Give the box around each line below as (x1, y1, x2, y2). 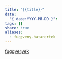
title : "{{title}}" (5, 7, 45, 12)
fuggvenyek (5, 48, 29, 54)
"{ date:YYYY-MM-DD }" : (9, 16, 58, 21)
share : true (5, 26, 29, 30)
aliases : (5, 30, 23, 35)
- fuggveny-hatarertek (9, 35, 56, 40)
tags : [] (5, 21, 23, 26)
